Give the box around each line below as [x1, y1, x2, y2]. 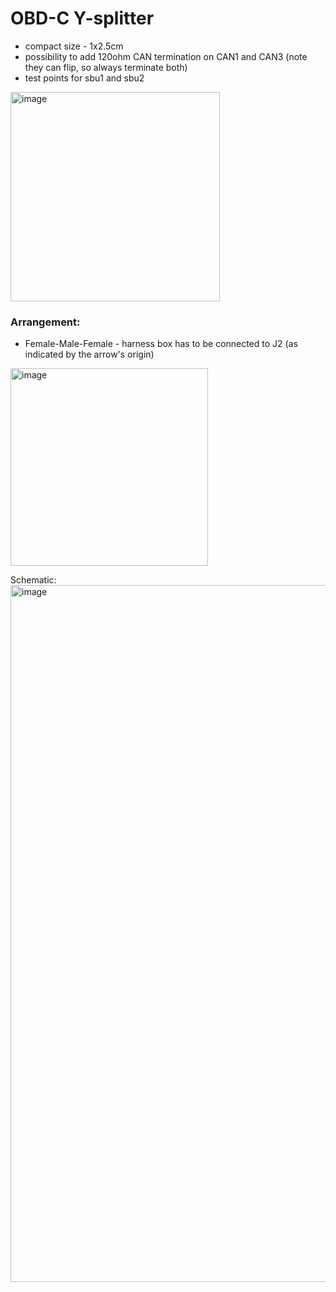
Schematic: [10, 574, 57, 586]
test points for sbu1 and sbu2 [24, 72, 145, 84]
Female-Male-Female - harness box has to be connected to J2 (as [24, 338, 298, 350]
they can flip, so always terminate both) [24, 61, 188, 73]
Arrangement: [10, 315, 81, 329]
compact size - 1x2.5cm [24, 40, 124, 52]
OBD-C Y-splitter [10, 7, 155, 30]
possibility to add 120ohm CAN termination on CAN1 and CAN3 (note [24, 50, 308, 62]
